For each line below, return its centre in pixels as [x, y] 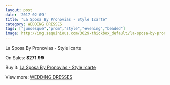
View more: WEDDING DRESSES [39, 77]
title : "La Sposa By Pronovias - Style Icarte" [56, 19]
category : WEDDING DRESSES [34, 24]
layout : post [19, 10]
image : [12, 33]
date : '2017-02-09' [26, 15]
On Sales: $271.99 [25, 58]
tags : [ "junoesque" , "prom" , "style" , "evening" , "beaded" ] [65, 29]
